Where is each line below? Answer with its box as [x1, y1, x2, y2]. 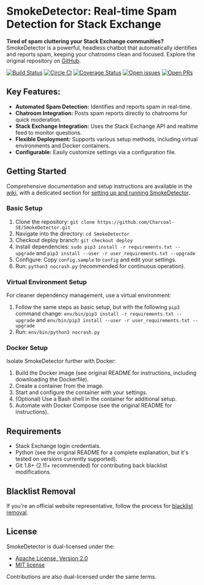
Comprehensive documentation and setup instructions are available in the [6, 182, 193, 190]
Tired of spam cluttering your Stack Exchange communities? [6, 37, 164, 45]
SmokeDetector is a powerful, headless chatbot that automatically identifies [6, 44, 197, 51]
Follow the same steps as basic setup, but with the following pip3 [15, 304, 180, 311]
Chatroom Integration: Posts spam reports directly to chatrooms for [15, 109, 188, 117]
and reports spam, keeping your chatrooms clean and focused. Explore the [6, 50, 195, 58]
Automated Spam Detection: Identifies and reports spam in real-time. [15, 103, 192, 110]
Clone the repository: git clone [15, 218, 95, 225]
